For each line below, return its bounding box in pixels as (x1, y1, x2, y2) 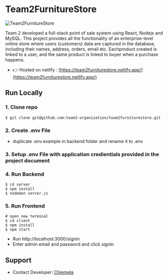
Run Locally (5, 89, 43, 97)
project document (5, 157, 50, 164)
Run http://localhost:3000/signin (12, 236, 80, 242)
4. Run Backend (5, 170, 44, 177)
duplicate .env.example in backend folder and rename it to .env (12, 138, 143, 144)
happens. (5, 56, 25, 62)
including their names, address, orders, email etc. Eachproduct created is (5, 46, 157, 52)
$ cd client (5, 218, 30, 224)
